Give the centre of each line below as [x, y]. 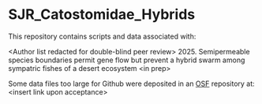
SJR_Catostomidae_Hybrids [102, 15]
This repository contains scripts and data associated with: [102, 36]
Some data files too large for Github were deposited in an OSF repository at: [131, 84]
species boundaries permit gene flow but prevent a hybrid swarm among [127, 60]
